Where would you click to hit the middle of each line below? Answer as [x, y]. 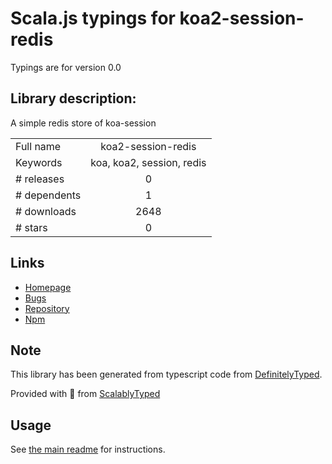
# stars [31, 227]
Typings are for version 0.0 [66, 67]
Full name [38, 146]
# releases [40, 179]
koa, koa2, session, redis [148, 162]
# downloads [46, 211]
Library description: [73, 98]
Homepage [48, 287]
